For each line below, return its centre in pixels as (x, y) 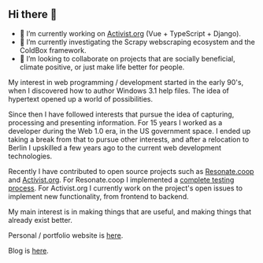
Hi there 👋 (33, 15)
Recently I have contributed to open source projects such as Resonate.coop (131, 171)
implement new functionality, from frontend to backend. (98, 196)
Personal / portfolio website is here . (66, 235)
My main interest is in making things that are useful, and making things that (130, 211)
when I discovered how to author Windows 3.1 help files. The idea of (119, 91)
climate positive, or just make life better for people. (102, 67)
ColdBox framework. (53, 50)
